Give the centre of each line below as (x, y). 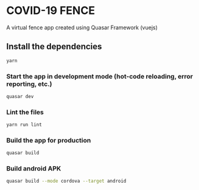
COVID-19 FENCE (51, 11)
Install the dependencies (54, 47)
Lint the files (25, 112)
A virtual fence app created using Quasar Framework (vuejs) (82, 27)
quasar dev (20, 96)
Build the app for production (49, 140)
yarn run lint (24, 125)
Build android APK (34, 169)
